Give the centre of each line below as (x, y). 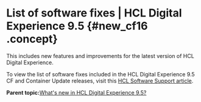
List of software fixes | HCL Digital (94, 13)
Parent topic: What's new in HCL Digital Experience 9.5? (76, 92)
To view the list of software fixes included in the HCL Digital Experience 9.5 (100, 74)
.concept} (32, 39)
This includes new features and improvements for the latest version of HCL (100, 56)
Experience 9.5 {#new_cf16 (77, 26)
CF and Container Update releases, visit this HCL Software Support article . (100, 81)
